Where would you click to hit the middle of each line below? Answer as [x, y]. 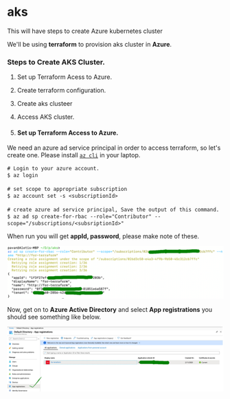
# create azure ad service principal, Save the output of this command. [113, 210]
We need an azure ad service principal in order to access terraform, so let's [114, 148]
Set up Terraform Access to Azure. [68, 133]
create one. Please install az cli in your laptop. [74, 155]
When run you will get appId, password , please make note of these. [103, 236]
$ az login [23, 176]
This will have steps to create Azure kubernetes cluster [85, 31]
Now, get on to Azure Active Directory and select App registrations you [110, 310]
